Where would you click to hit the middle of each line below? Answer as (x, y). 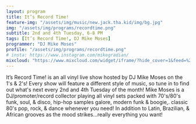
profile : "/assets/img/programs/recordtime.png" (66, 50)
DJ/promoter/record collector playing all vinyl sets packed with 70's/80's (93, 96)
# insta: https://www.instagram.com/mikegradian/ (68, 55)
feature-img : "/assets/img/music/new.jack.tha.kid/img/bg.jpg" (85, 22)
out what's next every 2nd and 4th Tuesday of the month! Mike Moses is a (95, 89)
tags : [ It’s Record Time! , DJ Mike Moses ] (58, 39)
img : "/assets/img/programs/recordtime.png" (61, 28)
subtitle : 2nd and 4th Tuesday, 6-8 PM (55, 33)
